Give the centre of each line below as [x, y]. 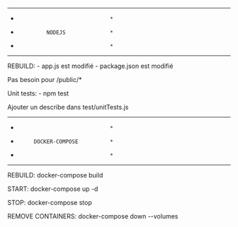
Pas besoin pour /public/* [45, 80]
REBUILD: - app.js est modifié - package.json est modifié [90, 66]
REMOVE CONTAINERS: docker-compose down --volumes [93, 216]
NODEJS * [80, 33]
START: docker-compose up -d [53, 189]
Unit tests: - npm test [38, 93]
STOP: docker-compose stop [50, 203]
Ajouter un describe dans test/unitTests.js [68, 107]
